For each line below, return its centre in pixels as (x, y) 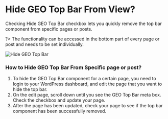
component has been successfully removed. (59, 111)
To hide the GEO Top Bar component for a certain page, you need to (85, 79)
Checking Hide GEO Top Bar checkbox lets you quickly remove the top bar (84, 23)
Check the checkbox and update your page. (59, 100)
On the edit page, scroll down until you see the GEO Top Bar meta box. (87, 95)
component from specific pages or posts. (49, 29)
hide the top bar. (30, 89)
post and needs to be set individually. (45, 44)
